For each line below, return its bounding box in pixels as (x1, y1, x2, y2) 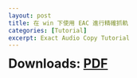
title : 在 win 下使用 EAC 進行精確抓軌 (8, 19, 129, 27)
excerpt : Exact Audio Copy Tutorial (8, 33, 130, 42)
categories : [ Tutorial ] (8, 26, 88, 34)
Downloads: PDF (8, 56, 108, 72)
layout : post (8, 11, 52, 20)
